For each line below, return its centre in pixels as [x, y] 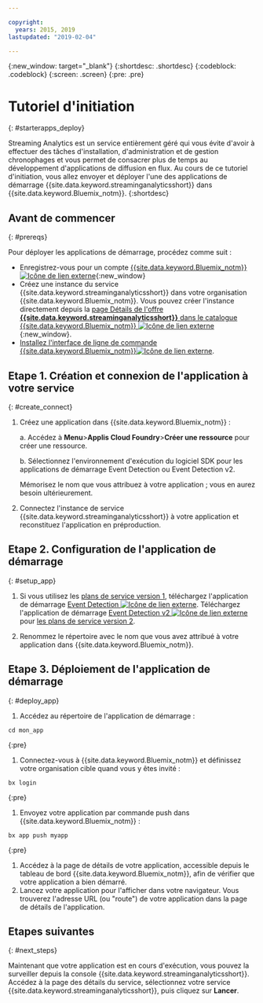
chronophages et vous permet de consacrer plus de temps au [108, 160]
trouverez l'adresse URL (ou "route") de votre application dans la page [133, 898]
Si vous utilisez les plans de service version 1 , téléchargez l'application [134, 596]
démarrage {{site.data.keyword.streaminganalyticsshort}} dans [110, 185]
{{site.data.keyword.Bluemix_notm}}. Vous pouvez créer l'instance [127, 301]
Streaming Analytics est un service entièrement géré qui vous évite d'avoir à [131, 143]
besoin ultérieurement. [56, 493]
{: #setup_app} [32, 580]
